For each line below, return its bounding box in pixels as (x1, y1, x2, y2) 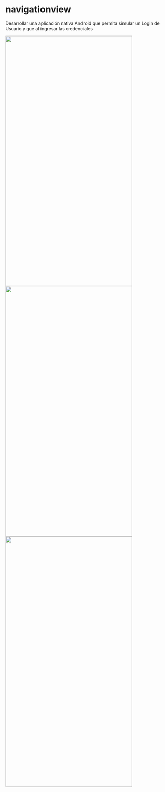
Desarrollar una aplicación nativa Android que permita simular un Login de (5, 20, 160, 26)
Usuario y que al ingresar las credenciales (5, 25, 93, 31)
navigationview (5, 4, 71, 15)
